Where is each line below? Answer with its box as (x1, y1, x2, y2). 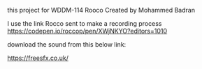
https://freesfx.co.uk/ (7, 54, 68, 62)
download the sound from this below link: (7, 40, 127, 48)
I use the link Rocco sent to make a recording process (7, 20, 162, 27)
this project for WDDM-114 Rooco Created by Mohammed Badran (7, 6, 196, 14)
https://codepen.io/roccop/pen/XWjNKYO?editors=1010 (7, 27, 168, 35)
